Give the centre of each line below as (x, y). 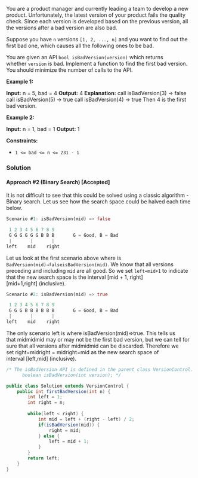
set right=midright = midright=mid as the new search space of (83, 352)
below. (14, 208)
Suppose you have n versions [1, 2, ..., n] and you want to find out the (97, 39)
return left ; (44, 458)
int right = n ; (47, 403)
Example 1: (20, 81)
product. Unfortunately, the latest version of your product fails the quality (96, 15)
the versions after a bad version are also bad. (62, 28)
